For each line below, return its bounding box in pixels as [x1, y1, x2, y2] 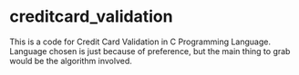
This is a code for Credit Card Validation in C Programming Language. [9, 36, 272, 47]
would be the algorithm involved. [9, 55, 132, 66]
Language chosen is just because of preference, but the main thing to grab [9, 45, 291, 56]
